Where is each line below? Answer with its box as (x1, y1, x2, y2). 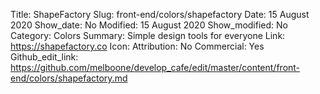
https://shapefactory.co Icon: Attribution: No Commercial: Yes (10, 40, 265, 52)
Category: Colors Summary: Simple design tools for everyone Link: (10, 30, 286, 41)
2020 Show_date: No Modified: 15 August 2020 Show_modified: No (10, 19, 288, 31)
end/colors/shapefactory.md (10, 72, 128, 84)
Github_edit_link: (10, 51, 79, 63)
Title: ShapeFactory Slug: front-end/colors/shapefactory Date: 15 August (10, 9, 310, 20)
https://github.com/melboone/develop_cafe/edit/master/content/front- (10, 62, 301, 73)
